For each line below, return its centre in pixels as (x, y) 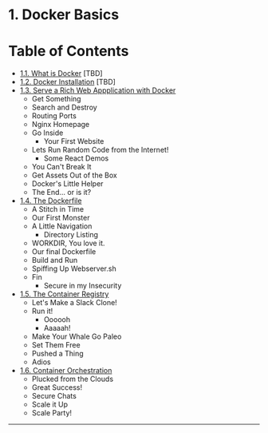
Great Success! (57, 387)
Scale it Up (49, 404)
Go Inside (47, 133)
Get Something (56, 99)
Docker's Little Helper (67, 184)
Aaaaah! (57, 328)
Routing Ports (54, 116)
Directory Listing (71, 235)
